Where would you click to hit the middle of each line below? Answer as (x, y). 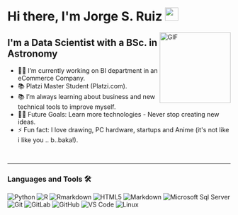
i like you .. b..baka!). (48, 140)
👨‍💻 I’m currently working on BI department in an (87, 70)
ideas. (27, 122)
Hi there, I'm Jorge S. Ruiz (85, 17)
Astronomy (33, 53)
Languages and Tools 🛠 (50, 179)
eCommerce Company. (51, 78)
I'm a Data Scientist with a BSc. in (83, 42)
